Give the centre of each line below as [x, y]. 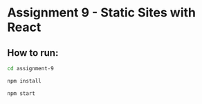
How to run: [33, 53]
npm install [24, 81]
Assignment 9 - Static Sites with [101, 13]
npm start [21, 93]
